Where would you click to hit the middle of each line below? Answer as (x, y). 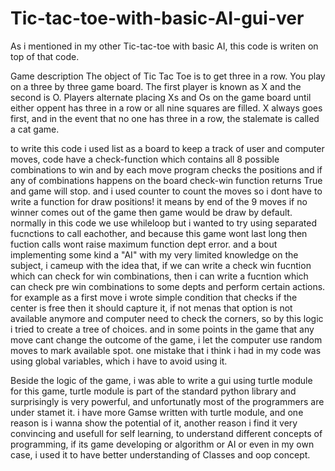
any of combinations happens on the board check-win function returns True (166, 180)
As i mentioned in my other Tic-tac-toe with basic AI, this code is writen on (164, 46)
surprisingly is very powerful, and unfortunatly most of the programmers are (167, 401)
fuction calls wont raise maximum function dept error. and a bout (144, 244)
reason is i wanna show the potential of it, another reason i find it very (154, 423)
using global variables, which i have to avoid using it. (119, 361)
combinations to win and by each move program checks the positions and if (166, 169)
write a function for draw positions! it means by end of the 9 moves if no (159, 201)
